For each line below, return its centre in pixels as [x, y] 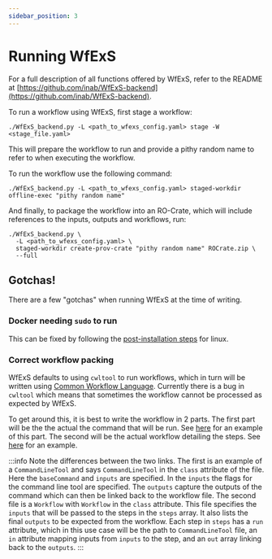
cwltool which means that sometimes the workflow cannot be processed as [135, 395]
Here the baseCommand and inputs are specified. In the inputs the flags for [131, 478]
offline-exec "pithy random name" [67, 195]
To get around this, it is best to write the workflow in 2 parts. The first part [132, 419]
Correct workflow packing [61, 360]
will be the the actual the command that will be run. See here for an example [136, 427]
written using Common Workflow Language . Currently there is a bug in [127, 386]
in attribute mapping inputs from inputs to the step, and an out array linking [135, 539]
